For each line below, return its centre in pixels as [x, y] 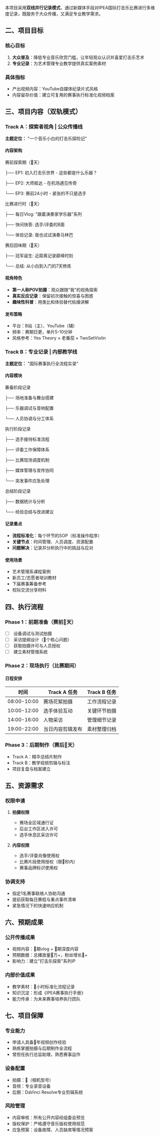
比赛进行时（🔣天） [24, 203]
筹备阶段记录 [18, 387]
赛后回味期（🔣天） [24, 245]
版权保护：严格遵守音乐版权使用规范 [48, 1123]
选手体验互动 [58, 711]
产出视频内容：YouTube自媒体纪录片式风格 [55, 89]
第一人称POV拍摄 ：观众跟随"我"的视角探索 [55, 290]
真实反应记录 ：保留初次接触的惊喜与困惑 [53, 296]
